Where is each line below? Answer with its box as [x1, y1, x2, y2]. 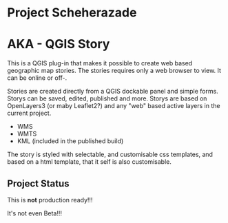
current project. [7, 109, 52, 118]
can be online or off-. [7, 74, 68, 82]
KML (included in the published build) [17, 137, 124, 145]
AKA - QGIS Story [7, 36, 110, 52]
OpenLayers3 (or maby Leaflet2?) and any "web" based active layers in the [7, 102, 220, 110]
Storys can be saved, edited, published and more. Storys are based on [7, 94, 207, 103]
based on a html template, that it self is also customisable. [7, 158, 172, 166]
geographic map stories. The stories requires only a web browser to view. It [7, 67, 222, 75]
